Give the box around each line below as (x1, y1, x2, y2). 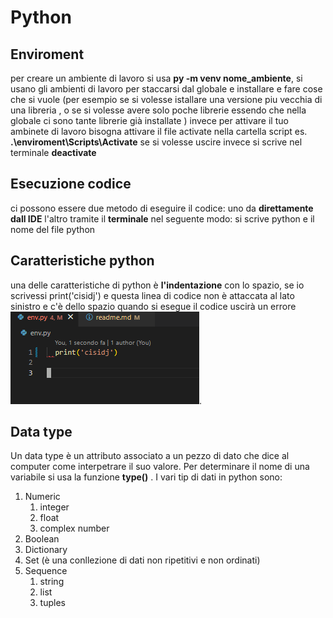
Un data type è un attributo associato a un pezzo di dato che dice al (10, 450, 290, 462)
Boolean (24, 533, 60, 545)
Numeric (24, 491, 61, 503)
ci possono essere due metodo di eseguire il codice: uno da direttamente (10, 202, 314, 214)
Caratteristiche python (10, 252, 155, 270)
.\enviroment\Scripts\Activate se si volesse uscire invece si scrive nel (10, 136, 303, 148)
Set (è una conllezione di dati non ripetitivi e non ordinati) (24, 554, 261, 566)
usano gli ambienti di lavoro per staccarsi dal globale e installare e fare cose (10, 83, 323, 95)
